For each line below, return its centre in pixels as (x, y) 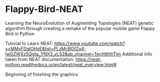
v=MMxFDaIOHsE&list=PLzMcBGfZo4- (46, 48)
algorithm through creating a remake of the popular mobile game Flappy (80, 28)
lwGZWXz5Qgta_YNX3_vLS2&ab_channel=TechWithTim (63, 54)
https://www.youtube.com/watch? (90, 43)
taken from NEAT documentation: (40, 59)
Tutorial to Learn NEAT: (29, 43)
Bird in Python (20, 33)
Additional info (137, 54)
